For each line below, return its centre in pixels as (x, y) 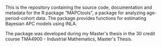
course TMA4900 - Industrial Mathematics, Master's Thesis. (69, 39)
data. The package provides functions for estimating (91, 18)
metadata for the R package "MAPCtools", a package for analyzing (75, 13)
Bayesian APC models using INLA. (41, 24)
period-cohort (20, 18)
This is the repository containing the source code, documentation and (79, 7)
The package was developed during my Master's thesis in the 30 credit (80, 33)
